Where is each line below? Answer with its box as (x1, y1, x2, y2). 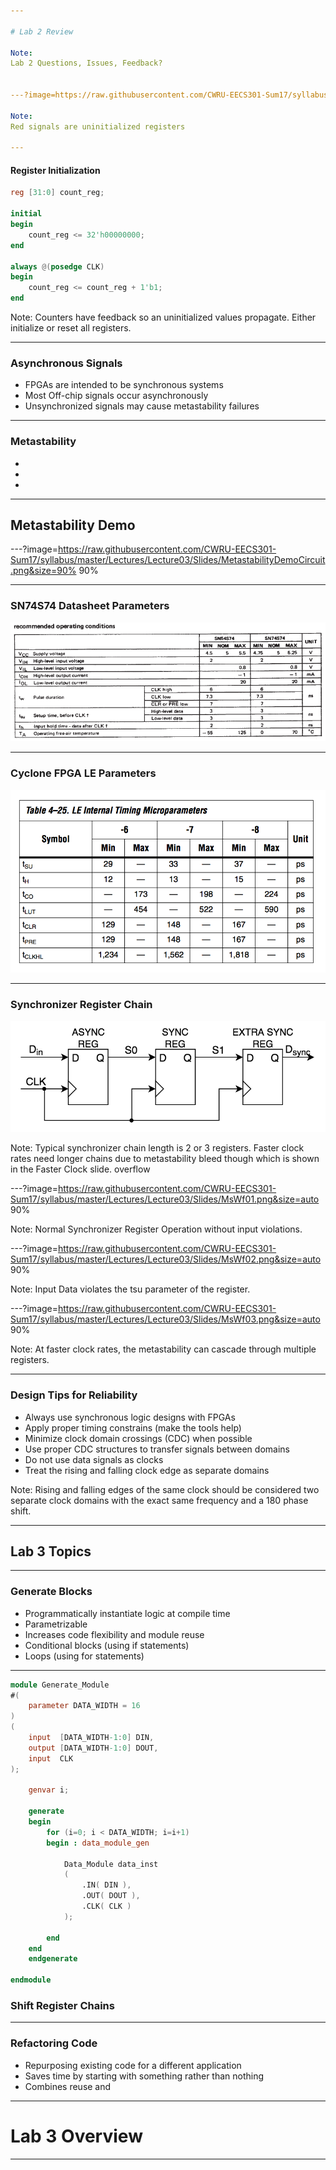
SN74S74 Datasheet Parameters (10, 599, 170, 613)
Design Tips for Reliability (10, 1388, 138, 1402)
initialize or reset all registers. (10, 322, 132, 334)
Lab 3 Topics (10, 1543, 92, 1560)
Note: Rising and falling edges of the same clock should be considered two (10, 1483, 320, 1495)
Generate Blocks (10, 1585, 93, 1599)
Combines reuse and (24, 2080, 112, 2092)
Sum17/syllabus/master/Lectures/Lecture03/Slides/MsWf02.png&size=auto (10, 1253, 322, 1265)
